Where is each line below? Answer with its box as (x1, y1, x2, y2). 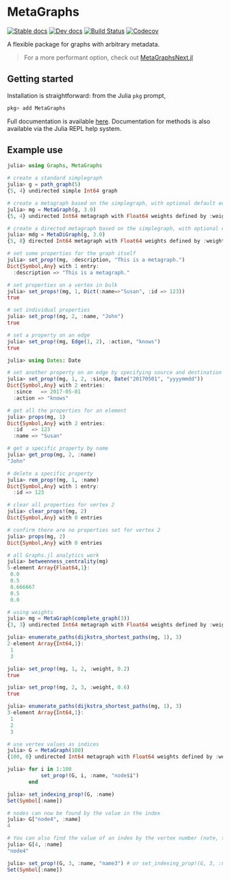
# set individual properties (7, 306, 90, 314)
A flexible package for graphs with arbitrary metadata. (7, 40, 160, 48)
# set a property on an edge (7, 332, 90, 339)
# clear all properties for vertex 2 (7, 502, 115, 509)
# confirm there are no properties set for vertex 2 (7, 526, 161, 533)
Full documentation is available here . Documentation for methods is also (7, 117, 211, 125)
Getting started (7, 73, 74, 85)
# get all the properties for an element (7, 407, 127, 414)
